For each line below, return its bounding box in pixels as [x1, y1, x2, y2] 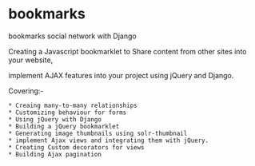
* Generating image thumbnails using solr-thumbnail [8, 129, 188, 137]
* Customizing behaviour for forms [8, 109, 127, 117]
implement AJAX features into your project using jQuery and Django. [8, 70, 234, 80]
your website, [8, 55, 54, 65]
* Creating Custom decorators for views [8, 143, 145, 152]
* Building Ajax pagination [8, 150, 102, 158]
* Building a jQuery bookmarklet [8, 122, 120, 130]
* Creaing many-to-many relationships [8, 101, 137, 109]
